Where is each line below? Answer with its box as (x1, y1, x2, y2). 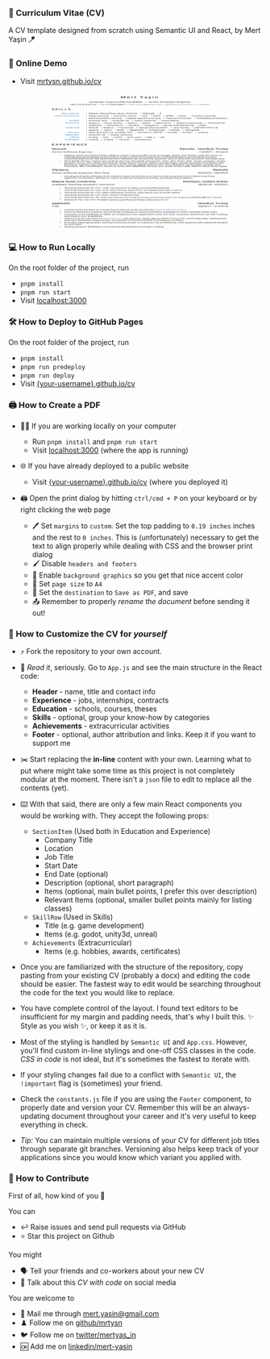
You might (8, 1250, 43, 1260)
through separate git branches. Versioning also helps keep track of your (19, 1144, 260, 1153)
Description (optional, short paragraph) (44, 878, 175, 887)
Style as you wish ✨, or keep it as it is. (19, 1020, 147, 1031)
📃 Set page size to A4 (31, 578, 102, 588)
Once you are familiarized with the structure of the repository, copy (19, 961, 243, 971)
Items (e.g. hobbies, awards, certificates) (44, 946, 181, 956)
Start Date (44, 861, 78, 870)
